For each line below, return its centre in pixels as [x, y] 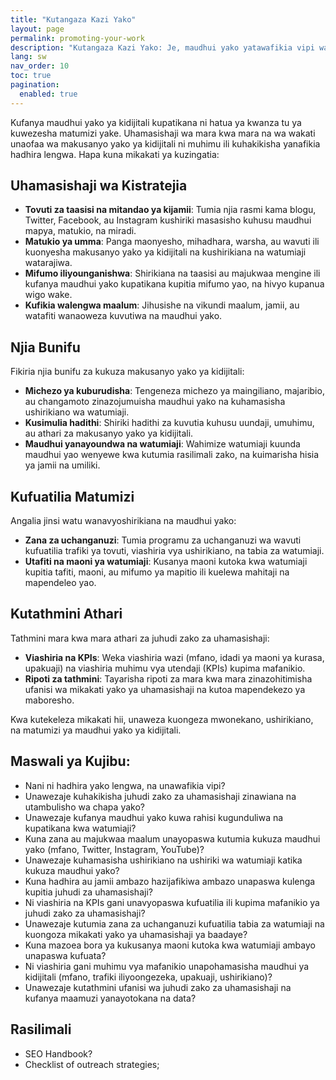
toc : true [31, 76]
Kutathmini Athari [66, 614]
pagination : [35, 85]
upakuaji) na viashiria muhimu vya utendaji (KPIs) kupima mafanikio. [165, 668]
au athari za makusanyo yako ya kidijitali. [109, 433]
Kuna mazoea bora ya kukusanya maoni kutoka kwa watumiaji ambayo [170, 945]
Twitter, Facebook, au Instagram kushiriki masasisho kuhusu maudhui [168, 220]
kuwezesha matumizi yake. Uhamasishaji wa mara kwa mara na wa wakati [163, 133]
